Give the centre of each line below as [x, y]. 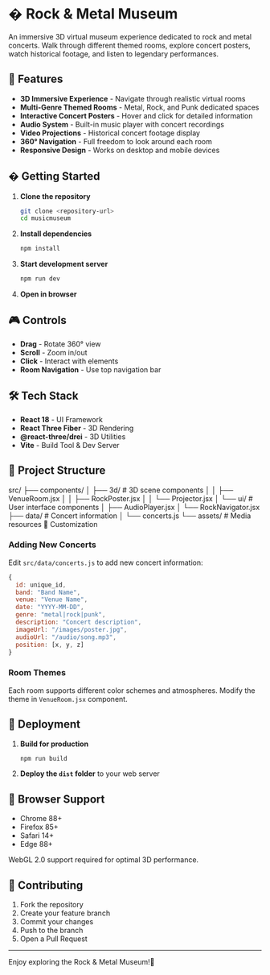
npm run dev [40, 279]
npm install [40, 249]
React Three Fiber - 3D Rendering [77, 428]
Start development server [64, 264]
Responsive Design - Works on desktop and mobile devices [120, 150]
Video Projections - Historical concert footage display [110, 133]
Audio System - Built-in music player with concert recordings [122, 124]
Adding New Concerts [52, 545]
